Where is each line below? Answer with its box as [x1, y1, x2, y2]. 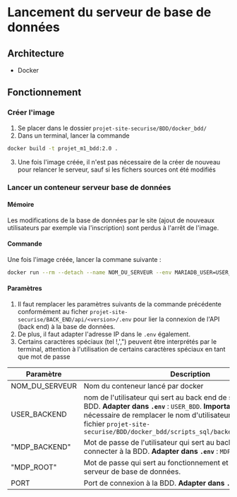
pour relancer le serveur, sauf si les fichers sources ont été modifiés [17, 165, 217, 174]
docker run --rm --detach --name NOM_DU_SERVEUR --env [7, 269, 172, 276]
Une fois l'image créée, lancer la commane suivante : [7, 255, 162, 263]
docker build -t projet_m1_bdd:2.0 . [7, 145, 119, 152]
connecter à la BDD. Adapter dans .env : [83, 446, 219, 456]
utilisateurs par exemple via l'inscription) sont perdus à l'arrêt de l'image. [7, 223, 219, 232]
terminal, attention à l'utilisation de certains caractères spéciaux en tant [17, 345, 226, 353]
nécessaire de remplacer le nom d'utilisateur [83, 410, 231, 420]
